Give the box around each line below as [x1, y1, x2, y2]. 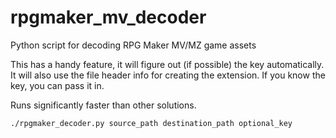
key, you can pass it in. [10, 79, 105, 91]
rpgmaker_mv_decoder [10, 6, 207, 29]
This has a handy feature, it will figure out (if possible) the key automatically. [10, 58, 325, 70]
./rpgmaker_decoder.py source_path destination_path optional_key [10, 118, 293, 128]
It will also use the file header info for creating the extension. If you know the [10, 69, 326, 81]
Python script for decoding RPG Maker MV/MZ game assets [10, 39, 257, 51]
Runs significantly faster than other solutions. [10, 99, 197, 111]
